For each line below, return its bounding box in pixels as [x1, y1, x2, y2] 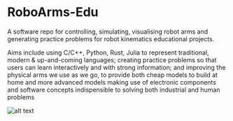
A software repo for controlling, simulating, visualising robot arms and [7, 27, 209, 36]
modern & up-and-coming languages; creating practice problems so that [7, 55, 217, 64]
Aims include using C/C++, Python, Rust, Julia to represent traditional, [7, 48, 209, 57]
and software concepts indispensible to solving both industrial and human [7, 85, 220, 94]
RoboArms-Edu [7, 4, 99, 20]
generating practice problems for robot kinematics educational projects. [7, 34, 215, 43]
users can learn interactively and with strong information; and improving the [7, 63, 226, 71]
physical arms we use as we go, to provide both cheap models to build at [7, 71, 218, 79]
